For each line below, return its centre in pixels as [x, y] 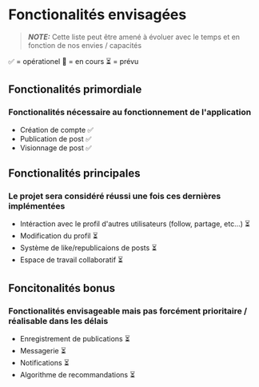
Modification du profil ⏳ [59, 236]
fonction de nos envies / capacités [85, 45]
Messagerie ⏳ [43, 351]
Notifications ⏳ [44, 363]
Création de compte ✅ [57, 130]
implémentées [37, 205]
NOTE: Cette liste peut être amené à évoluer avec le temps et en [134, 37]
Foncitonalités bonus [62, 288]
